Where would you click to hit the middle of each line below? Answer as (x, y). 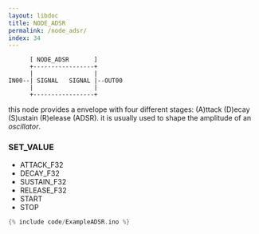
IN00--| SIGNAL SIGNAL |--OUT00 (66, 81)
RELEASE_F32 (43, 190)
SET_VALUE (31, 147)
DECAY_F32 (39, 173)
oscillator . (25, 127)
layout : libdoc (33, 16)
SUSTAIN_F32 (43, 181)
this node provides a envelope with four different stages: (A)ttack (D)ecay (129, 109)
